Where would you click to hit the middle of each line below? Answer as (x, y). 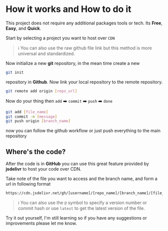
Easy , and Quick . (23, 28)
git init (15, 72)
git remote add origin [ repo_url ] (42, 91)
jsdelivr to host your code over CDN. (44, 169)
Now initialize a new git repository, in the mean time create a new (73, 63)
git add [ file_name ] (27, 112)
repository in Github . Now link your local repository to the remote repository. (84, 82)
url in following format (28, 184)
